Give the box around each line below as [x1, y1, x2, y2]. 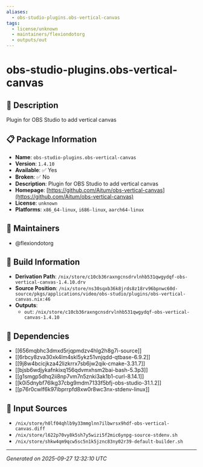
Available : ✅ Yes [14, 166, 57, 173]
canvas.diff [14, 426, 45, 432]
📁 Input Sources [6, 403, 68, 414]
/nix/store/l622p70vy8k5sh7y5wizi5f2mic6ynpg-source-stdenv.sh [14, 432, 178, 439]
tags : [6, 20, 20, 26]
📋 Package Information [6, 134, 97, 145]
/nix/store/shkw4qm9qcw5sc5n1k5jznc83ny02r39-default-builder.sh [14, 439, 183, 445]
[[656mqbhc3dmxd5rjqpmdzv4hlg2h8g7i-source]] [14, 347, 142, 354]
